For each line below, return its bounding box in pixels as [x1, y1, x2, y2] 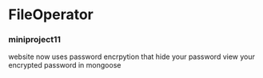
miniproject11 [8, 34, 62, 45]
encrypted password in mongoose [8, 60, 122, 70]
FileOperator [8, 6, 94, 24]
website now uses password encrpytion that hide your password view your [8, 52, 256, 61]
